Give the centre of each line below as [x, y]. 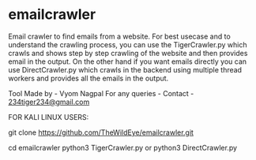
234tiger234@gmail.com [49, 102]
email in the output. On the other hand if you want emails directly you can [128, 61]
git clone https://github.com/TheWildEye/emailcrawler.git [101, 132]
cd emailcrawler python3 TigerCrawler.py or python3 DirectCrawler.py [123, 147]
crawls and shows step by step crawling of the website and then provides [128, 53]
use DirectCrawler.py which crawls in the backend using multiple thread [125, 69]
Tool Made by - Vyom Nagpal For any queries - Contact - [101, 93]
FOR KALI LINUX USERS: [49, 117]
